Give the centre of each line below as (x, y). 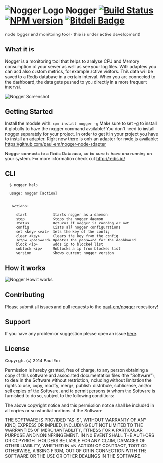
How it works (25, 268)
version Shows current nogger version (65, 253)
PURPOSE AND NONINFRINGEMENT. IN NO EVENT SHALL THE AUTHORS (80, 435)
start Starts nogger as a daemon (62, 215)
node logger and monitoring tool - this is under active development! (73, 34)
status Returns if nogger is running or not (73, 223)
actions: (20, 206)
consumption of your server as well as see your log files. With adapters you (81, 66)
